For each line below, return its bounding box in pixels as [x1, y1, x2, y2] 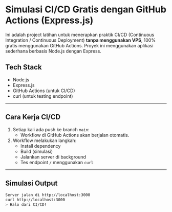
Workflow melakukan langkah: [12, 137, 77, 144]
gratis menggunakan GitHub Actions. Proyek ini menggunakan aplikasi [5, 42, 154, 48]
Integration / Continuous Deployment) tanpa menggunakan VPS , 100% [5, 37, 156, 43]
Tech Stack [5, 63, 42, 72]
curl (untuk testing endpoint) [12, 93, 73, 99]
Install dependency [20, 143, 61, 149]
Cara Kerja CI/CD [5, 113, 60, 121]
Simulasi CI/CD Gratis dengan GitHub [5, 4, 166, 15]
